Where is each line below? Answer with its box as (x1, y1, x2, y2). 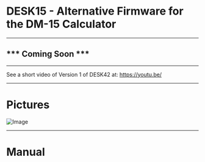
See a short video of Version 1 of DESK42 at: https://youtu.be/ (6, 71, 162, 78)
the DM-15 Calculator (6, 17, 117, 31)
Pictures (6, 97, 50, 111)
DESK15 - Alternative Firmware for (6, 4, 184, 18)
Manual (6, 145, 46, 159)
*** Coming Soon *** (6, 49, 90, 59)
